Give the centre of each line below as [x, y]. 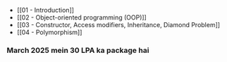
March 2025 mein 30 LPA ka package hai [78, 50]
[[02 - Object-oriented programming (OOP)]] [82, 17]
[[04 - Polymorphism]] [49, 32]
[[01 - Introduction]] [45, 10]
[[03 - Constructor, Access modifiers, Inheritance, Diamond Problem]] [118, 25]
